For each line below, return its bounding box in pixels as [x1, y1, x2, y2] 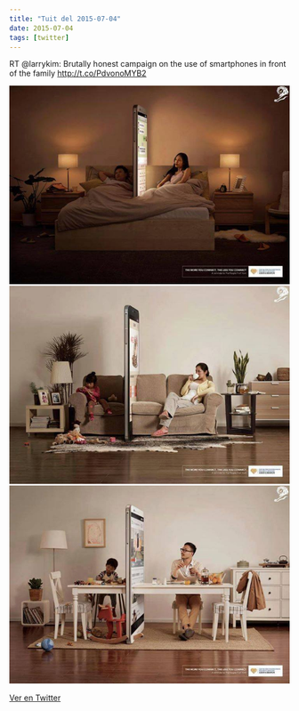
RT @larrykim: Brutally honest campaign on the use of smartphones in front [9, 59, 287, 69]
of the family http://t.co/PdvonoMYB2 [9, 68, 147, 79]
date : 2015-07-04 [9, 23, 74, 33]
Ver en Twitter [9, 692, 61, 703]
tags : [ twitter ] [9, 33, 69, 42]
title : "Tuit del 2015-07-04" [9, 14, 122, 23]
